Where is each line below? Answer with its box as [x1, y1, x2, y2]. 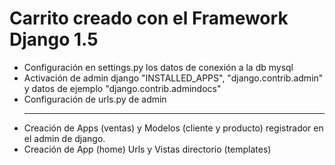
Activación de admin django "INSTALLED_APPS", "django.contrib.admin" [23, 72, 324, 84]
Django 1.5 [9, 28, 99, 51]
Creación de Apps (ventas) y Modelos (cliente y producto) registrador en [23, 122, 324, 134]
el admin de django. [23, 132, 106, 144]
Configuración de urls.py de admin [23, 93, 167, 105]
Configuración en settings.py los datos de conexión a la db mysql [23, 61, 294, 73]
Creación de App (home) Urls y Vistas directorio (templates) [23, 143, 272, 155]
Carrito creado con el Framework [9, 7, 289, 30]
